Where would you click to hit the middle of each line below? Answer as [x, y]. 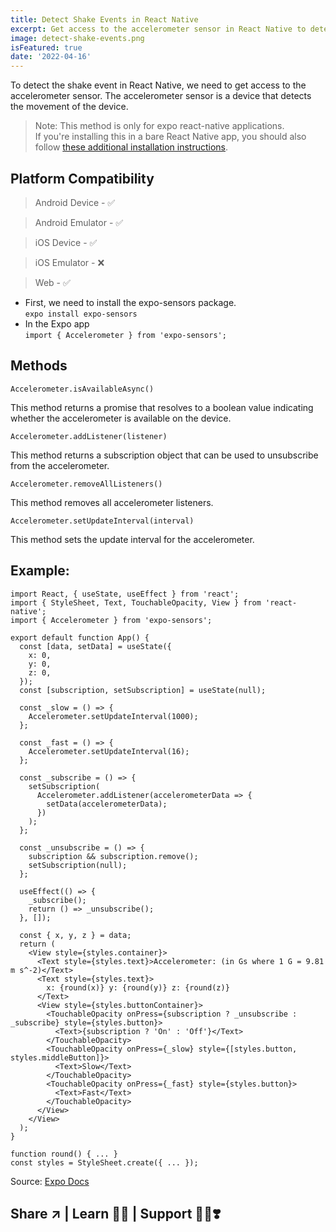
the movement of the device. [69, 107]
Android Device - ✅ [75, 202]
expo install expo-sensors [81, 314]
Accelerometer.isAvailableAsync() [82, 389]
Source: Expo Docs [50, 1181]
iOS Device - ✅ [66, 242]
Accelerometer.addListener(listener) [89, 436]
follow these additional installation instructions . [131, 147]
